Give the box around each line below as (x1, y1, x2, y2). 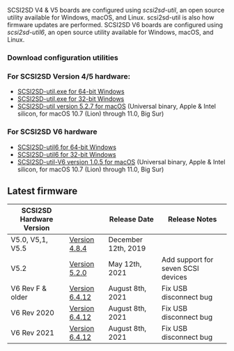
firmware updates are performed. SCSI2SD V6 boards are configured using (7, 21, 224, 29)
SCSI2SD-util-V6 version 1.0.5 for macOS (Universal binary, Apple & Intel (17, 157, 226, 166)
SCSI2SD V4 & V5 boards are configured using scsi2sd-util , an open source (7, 6, 225, 14)
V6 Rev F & (10, 283, 47, 293)
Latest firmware (7, 185, 78, 197)
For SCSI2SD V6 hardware (7, 127, 97, 136)
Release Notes (168, 214, 217, 224)
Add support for (161, 255, 214, 265)
